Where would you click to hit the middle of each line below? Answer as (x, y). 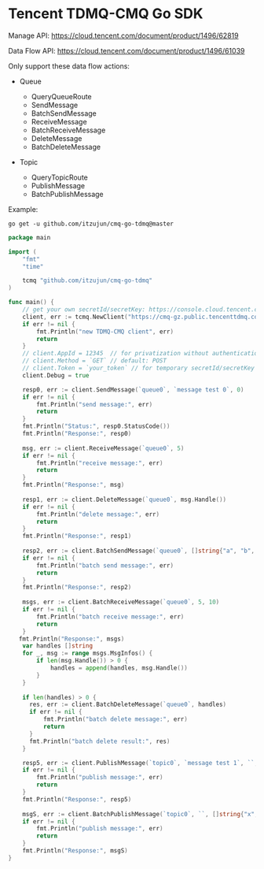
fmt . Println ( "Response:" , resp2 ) (77, 588)
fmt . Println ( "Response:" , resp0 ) (77, 434)
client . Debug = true (56, 375)
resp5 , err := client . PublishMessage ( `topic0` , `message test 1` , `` (139, 763)
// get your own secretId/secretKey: (84, 310)
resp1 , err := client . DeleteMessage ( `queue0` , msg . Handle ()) (124, 499)
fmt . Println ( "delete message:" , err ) (98, 514)
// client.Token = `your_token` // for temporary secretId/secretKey (139, 368)
